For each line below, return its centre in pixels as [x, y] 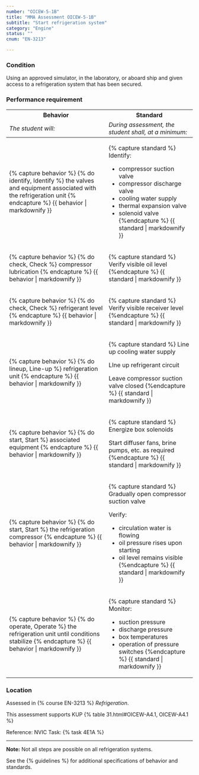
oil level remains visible [150, 558]
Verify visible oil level [138, 264]
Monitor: [120, 609]
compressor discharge [150, 183]
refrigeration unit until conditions [54, 633]
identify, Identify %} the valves [52, 180]
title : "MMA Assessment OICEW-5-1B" [51, 17]
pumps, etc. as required [142, 450]
